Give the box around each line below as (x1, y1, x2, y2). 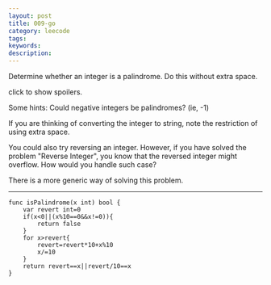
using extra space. (8, 127, 70, 136)
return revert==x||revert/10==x (23, 262, 131, 270)
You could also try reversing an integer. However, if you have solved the (8, 143, 248, 152)
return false (37, 220, 81, 228)
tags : (8, 34, 27, 43)
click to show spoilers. (8, 87, 83, 97)
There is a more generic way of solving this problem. (8, 175, 184, 185)
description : (8, 49, 52, 57)
